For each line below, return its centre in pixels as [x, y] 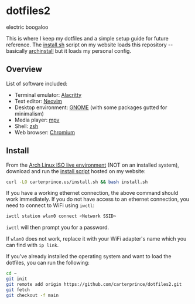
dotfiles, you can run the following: [48, 263]
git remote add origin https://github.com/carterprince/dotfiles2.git [94, 285]
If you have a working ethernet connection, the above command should [92, 193]
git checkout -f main [32, 295]
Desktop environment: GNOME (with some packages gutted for [91, 107]
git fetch [18, 290]
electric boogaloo [27, 27]
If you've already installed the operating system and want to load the [89, 256]
